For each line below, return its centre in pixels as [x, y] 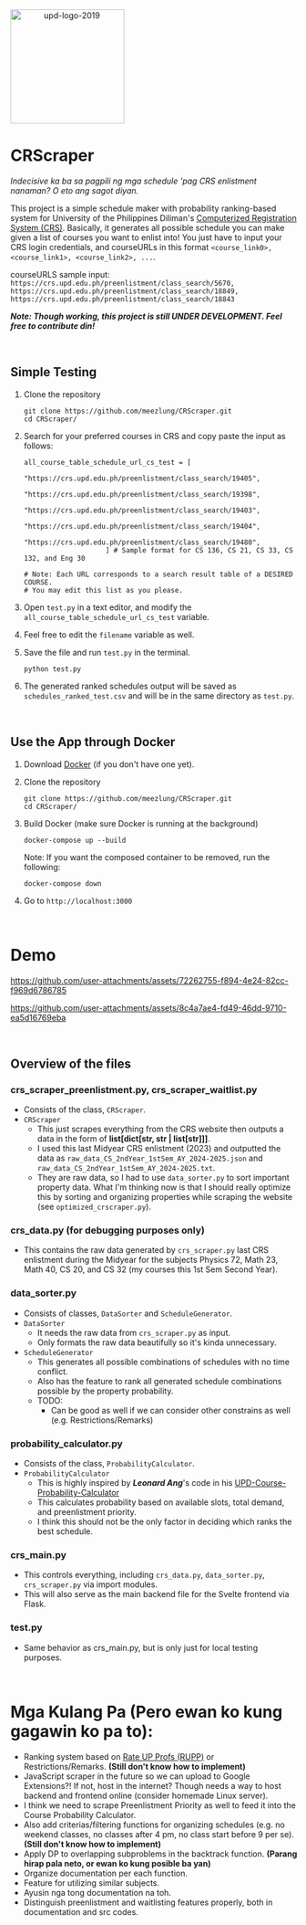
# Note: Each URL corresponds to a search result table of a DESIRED [158, 574]
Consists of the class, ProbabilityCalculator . [109, 1464]
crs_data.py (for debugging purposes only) [108, 1230]
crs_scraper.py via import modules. [91, 1584]
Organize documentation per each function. [106, 1873]
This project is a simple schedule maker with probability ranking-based [143, 208]
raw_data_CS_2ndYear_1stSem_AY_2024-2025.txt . [126, 1168]
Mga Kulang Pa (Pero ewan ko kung [147, 1712]
